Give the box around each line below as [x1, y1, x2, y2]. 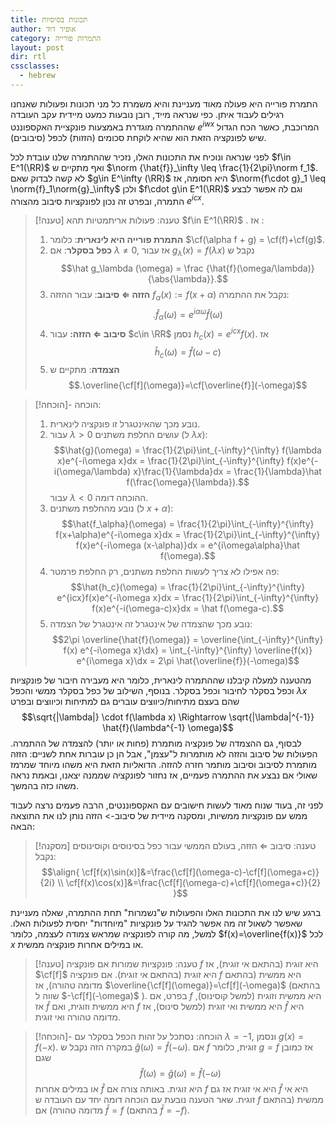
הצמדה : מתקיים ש [49, 364, 120, 376]
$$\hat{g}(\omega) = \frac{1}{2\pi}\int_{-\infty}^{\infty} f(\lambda [53, 444, 322, 456]
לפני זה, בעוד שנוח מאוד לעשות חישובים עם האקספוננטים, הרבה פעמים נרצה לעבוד [10, 799, 324, 811]
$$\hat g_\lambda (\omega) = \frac [60, 262, 204, 274]
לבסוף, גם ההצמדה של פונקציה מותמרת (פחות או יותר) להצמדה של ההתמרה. [10, 737, 302, 750]
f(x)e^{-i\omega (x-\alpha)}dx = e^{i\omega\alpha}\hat [75, 539, 300, 551]
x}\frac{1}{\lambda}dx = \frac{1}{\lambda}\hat [133, 466, 322, 478]
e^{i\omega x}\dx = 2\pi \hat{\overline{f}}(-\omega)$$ [76, 655, 300, 667]
